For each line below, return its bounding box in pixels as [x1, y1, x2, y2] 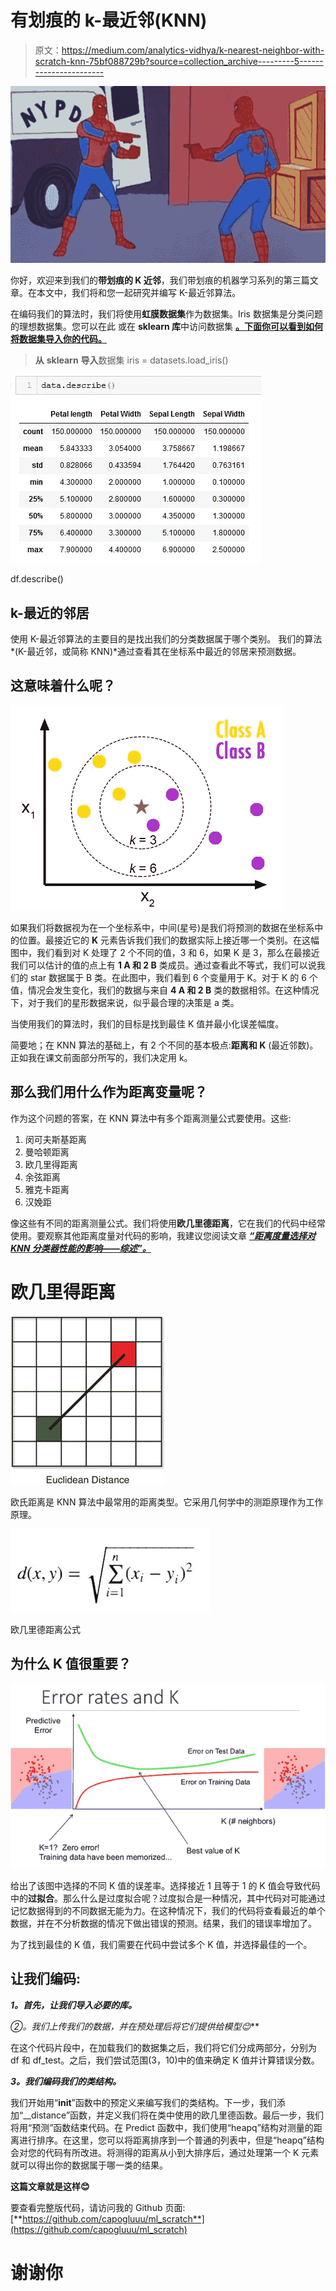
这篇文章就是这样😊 [10, 2180, 90, 2192]
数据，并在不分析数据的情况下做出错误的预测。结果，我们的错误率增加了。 [10, 1917, 317, 1929]
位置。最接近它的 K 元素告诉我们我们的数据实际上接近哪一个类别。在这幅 [18, 934, 320, 946]
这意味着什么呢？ [10, 677, 116, 695]
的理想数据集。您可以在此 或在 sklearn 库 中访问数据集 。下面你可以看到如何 [10, 321, 324, 333]
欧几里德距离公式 [10, 1623, 81, 1635]
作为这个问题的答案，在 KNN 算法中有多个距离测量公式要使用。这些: [10, 1112, 292, 1124]
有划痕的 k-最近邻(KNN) [10, 9, 208, 32]
